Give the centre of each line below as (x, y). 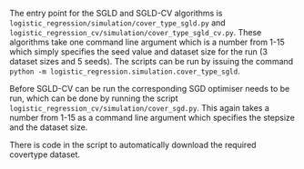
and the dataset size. (49, 127)
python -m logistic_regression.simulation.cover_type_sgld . (125, 71)
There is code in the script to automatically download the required (133, 145)
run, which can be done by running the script (94, 98)
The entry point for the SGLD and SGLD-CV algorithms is (116, 13)
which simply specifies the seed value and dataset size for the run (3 (139, 52)
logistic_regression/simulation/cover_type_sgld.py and (117, 23)
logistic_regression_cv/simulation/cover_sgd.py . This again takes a (140, 108)
